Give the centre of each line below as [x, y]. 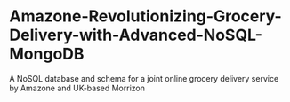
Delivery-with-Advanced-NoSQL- [136, 35]
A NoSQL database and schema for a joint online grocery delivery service [144, 78]
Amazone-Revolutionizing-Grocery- [145, 16]
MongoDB [47, 54]
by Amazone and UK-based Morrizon [77, 88]
